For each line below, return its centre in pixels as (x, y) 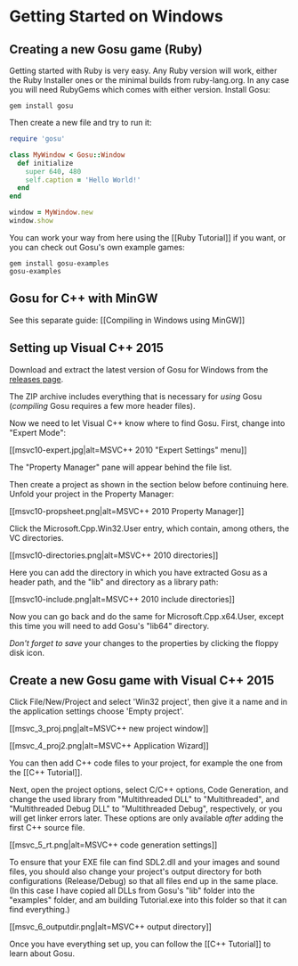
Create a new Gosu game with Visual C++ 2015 (142, 680)
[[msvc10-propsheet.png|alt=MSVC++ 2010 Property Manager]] (127, 511)
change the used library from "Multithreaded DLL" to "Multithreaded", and (145, 799)
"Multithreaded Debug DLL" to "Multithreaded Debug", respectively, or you (146, 809)
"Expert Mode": (38, 432)
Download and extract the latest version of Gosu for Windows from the (139, 369)
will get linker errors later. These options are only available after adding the (146, 818)
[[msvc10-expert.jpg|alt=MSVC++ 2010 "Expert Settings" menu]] (128, 450)
